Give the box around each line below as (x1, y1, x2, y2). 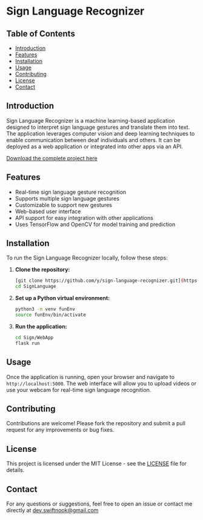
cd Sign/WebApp (15, 334, 54, 341)
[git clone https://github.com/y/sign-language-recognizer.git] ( (15, 278, 184, 284)
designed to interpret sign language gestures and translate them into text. (6, 123, 190, 131)
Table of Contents (6, 29, 76, 39)
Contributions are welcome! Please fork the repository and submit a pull (6, 420, 186, 427)
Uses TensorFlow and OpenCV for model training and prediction (15, 221, 176, 228)
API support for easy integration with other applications (15, 214, 153, 221)
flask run (15, 340, 41, 346)
